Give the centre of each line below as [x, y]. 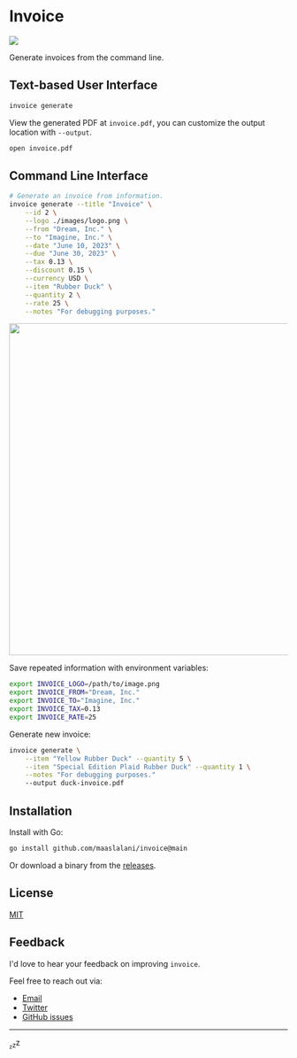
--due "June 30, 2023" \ [71, 254]
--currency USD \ [57, 279]
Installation [41, 811]
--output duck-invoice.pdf [75, 784]
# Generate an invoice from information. [87, 197]
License [31, 893]
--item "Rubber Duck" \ [69, 286]
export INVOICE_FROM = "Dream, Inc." [75, 692]
